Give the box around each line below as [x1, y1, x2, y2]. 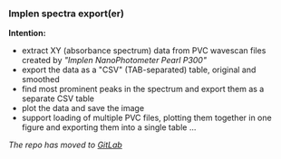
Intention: [8, 28, 46, 39]
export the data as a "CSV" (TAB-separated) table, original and [21, 64, 257, 75]
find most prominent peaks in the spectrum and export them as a [21, 84, 265, 95]
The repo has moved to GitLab [8, 139, 123, 151]
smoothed [21, 74, 60, 85]
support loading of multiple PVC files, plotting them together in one [21, 112, 273, 124]
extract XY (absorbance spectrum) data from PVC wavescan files [21, 45, 266, 56]
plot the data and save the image [21, 103, 145, 114]
